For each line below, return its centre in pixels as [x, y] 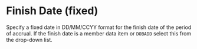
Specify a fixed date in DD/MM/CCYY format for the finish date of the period [99, 27]
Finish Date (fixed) [52, 11]
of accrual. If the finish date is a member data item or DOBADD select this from [99, 33]
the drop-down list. [29, 40]
